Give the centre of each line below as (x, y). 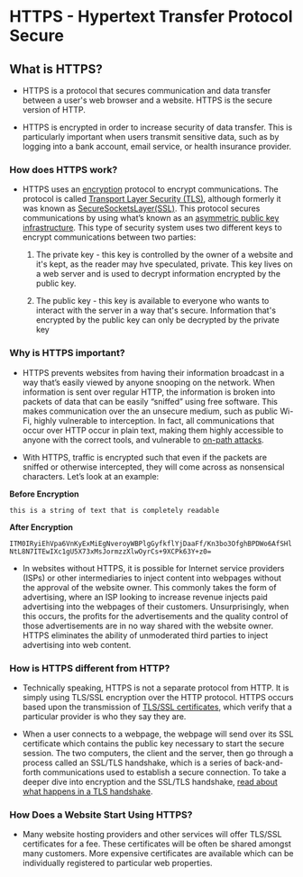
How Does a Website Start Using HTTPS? (101, 815)
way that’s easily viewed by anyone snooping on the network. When (148, 382)
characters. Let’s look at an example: (91, 476)
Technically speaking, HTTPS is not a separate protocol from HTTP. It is (156, 688)
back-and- (264, 763)
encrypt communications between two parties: (109, 237)
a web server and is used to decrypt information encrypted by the (158, 274)
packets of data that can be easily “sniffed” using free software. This (150, 401)
